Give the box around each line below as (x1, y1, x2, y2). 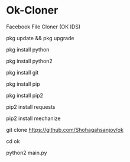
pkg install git (6, 69, 39, 76)
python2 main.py (6, 149, 47, 156)
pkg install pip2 (6, 92, 43, 99)
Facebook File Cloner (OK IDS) (6, 23, 81, 30)
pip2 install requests (6, 103, 56, 110)
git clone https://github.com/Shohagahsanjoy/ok (6, 126, 124, 133)
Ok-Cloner (6, 4, 58, 17)
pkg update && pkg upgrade (6, 34, 75, 41)
